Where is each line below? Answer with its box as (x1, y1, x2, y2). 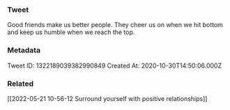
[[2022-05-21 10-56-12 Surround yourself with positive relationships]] (7, 94, 208, 102)
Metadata (7, 45, 40, 55)
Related (7, 79, 34, 88)
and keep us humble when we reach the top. (7, 28, 135, 36)
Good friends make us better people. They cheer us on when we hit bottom (7, 21, 223, 29)
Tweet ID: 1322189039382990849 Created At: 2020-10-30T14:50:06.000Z (7, 61, 222, 70)
